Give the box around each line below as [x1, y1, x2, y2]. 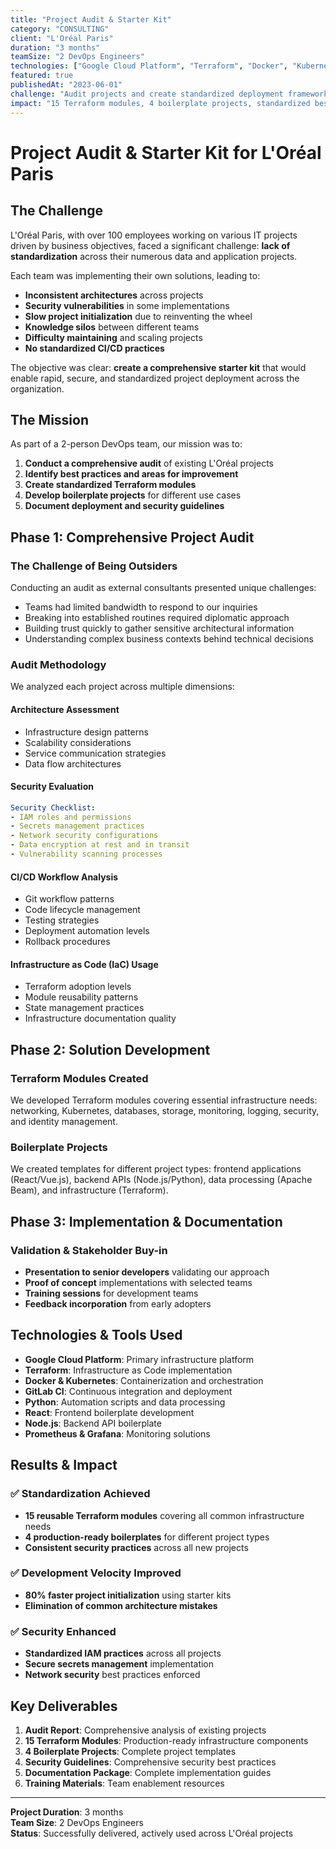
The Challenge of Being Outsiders [10, 559, 178, 573]
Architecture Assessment [10, 703, 120, 715]
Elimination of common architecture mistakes [24, 1599, 218, 1611]
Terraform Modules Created [10, 1071, 149, 1085]
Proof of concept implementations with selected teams [24, 1277, 253, 1289]
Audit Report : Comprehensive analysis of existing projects [24, 1724, 267, 1736]
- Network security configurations [10, 831, 159, 841]
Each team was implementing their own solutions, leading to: [10, 269, 261, 281]
